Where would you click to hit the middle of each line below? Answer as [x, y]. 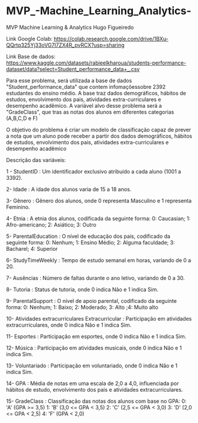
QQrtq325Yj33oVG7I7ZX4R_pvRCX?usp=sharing [66, 45]
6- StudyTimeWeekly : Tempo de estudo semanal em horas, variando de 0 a [99, 260]
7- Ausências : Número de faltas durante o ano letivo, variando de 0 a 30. [95, 278]
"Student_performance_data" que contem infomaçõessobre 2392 [86, 86]
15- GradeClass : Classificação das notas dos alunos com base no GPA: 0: [96, 401]
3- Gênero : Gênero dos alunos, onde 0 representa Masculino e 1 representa [99, 201]
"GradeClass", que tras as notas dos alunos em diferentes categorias [90, 112]
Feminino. [18, 207]
